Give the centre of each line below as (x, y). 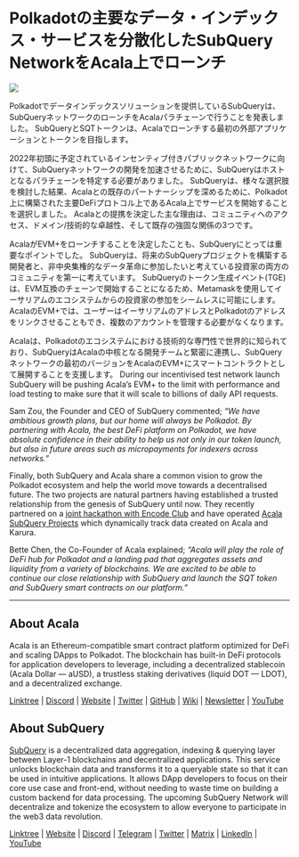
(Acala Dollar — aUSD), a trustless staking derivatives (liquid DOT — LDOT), (148, 673)
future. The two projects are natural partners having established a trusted (144, 494)
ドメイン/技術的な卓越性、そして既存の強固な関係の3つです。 (145, 224)
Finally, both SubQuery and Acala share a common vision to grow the (136, 475)
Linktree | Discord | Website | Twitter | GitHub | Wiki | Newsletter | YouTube (147, 700)
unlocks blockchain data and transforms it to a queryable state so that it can (149, 769)
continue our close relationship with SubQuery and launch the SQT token (143, 578)
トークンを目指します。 (90, 139)
